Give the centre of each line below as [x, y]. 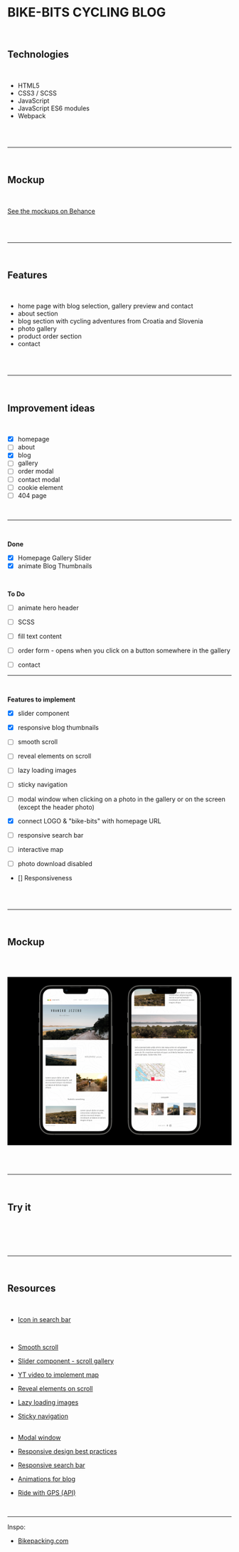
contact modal [39, 479]
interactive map [41, 849]
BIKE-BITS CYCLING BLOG [87, 12]
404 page [32, 495]
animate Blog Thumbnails [55, 566]
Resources [32, 1289]
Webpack [32, 115]
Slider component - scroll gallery [66, 1360]
